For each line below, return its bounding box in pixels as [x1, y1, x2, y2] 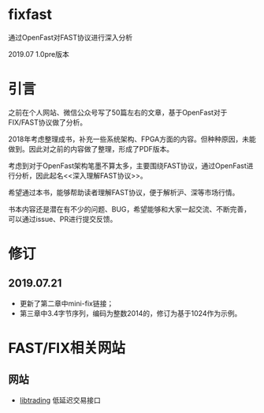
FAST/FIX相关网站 [8, 340, 126, 357]
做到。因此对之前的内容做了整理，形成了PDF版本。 [8, 144, 174, 153]
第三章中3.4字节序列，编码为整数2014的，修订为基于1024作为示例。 [19, 308, 242, 317]
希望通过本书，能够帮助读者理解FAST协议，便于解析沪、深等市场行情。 [8, 187, 240, 197]
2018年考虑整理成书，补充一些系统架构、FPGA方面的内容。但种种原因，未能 [8, 134, 256, 144]
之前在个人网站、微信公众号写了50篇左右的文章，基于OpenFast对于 [8, 107, 228, 117]
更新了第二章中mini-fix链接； [19, 298, 114, 308]
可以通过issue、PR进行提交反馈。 [8, 214, 117, 223]
